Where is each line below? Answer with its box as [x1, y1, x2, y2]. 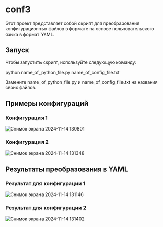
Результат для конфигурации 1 [5, 180, 86, 187]
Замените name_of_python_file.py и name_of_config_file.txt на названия [5, 79, 158, 85]
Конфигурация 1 [5, 114, 48, 121]
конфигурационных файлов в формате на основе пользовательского [5, 25, 154, 31]
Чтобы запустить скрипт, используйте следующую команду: [5, 59, 137, 66]
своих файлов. [5, 84, 37, 90]
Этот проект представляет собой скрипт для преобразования [5, 20, 140, 26]
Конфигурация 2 [5, 139, 49, 146]
